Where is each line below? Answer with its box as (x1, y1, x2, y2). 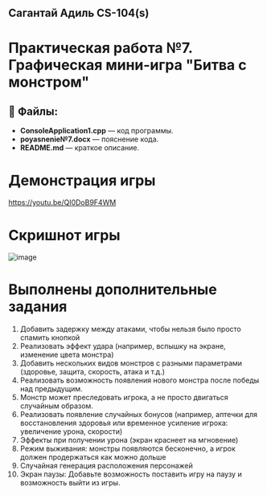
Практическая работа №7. (8, 39, 193, 57)
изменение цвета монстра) (19, 350, 114, 360)
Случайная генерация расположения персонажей (19, 461, 193, 471)
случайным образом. (19, 401, 94, 411)
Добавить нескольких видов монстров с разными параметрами (19, 358, 243, 368)
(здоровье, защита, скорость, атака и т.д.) (19, 367, 166, 377)
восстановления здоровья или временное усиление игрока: (19, 418, 228, 428)
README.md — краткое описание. (19, 143, 140, 153)
